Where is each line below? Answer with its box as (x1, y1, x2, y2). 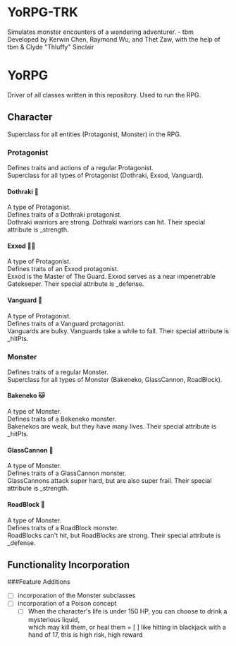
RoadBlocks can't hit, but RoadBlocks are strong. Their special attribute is (7, 531, 221, 539)
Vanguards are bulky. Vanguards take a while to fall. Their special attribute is (7, 326, 230, 335)
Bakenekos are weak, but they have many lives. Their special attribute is (7, 422, 217, 431)
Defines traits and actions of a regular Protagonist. (7, 163, 154, 172)
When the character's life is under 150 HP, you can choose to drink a (27, 607, 228, 616)
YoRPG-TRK (7, 4, 79, 20)
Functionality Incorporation (7, 558, 130, 570)
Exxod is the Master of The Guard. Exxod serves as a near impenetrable (7, 273, 216, 281)
